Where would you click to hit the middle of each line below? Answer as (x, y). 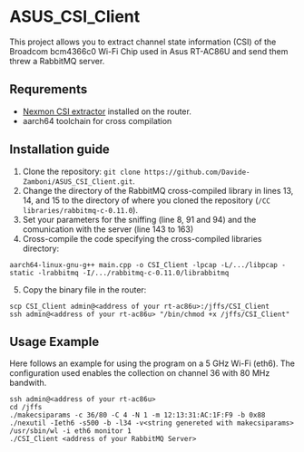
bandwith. (28, 383)
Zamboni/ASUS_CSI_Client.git (78, 182)
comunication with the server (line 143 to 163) (108, 229)
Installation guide (60, 150)
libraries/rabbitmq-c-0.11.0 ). (80, 209)
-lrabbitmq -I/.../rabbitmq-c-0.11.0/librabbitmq (133, 273)
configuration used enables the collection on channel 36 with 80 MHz (140, 373)
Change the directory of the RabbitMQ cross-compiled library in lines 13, (158, 190)
